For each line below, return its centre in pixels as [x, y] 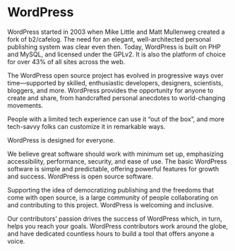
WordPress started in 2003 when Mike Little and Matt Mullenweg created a [116, 32]
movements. [25, 105]
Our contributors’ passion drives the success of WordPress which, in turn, [115, 219]
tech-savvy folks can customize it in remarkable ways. [86, 126]
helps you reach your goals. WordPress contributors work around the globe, [117, 226]
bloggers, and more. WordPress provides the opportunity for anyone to [110, 90]
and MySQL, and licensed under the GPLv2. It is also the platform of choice [116, 54]
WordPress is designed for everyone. [61, 140]
